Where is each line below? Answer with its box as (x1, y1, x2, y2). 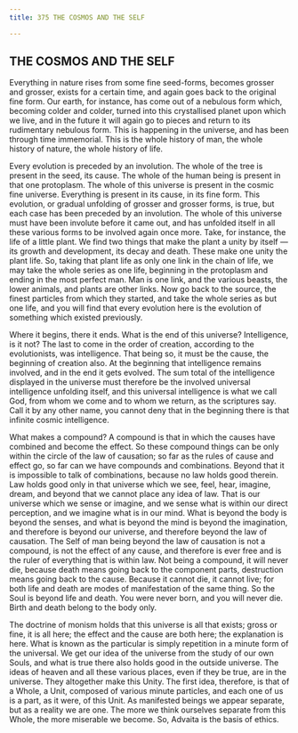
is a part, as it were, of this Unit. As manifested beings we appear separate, (9, 696, 285, 706)
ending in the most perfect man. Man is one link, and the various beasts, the (9, 274, 288, 285)
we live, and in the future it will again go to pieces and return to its (9, 115, 251, 126)
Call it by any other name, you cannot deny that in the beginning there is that (9, 405, 290, 416)
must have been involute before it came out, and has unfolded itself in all (9, 217, 276, 228)
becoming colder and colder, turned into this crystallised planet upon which (9, 106, 286, 117)
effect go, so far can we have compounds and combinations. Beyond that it (9, 460, 285, 471)
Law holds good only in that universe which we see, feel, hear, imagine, (9, 479, 271, 490)
